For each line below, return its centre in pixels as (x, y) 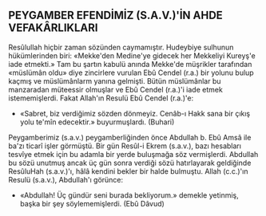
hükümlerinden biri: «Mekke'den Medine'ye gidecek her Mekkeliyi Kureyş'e (132, 55)
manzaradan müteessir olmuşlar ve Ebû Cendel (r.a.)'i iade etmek (116, 89)
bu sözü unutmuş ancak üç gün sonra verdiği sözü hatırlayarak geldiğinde (130, 163)
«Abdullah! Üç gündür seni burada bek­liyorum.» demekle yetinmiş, (129, 195)
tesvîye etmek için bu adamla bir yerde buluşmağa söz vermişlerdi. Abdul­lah (133, 154)
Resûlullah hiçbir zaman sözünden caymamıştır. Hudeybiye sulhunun (121, 47)
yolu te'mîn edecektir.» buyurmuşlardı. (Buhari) (97, 122)
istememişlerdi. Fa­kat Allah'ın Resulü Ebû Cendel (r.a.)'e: (101, 98)
